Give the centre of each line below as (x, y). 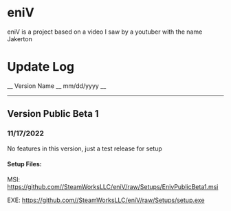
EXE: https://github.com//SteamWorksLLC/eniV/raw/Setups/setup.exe (106, 200)
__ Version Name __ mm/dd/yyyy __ (57, 86)
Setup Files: (25, 164)
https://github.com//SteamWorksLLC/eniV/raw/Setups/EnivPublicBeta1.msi (113, 186)
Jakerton (20, 38)
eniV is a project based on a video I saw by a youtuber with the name (105, 32)
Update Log (41, 67)
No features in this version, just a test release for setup (85, 148)
